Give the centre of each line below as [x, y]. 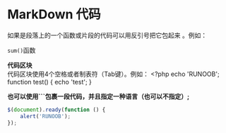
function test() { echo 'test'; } [49, 82]
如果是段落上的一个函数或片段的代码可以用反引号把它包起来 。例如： [107, 35]
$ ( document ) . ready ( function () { [56, 110]
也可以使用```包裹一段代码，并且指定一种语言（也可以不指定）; [99, 96]
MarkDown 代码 [54, 14]
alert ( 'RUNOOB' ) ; [46, 116]
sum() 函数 [22, 50]
